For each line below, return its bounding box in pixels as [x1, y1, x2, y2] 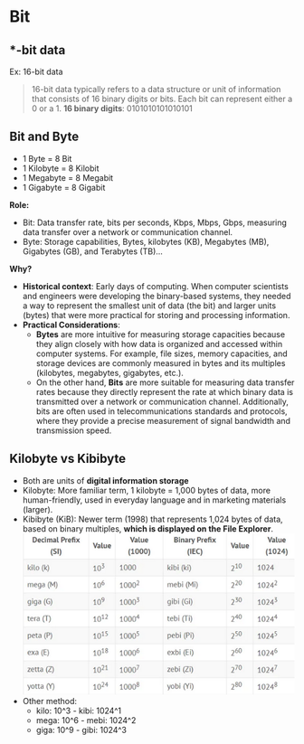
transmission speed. [35, 425, 112, 436]
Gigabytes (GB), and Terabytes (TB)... [22, 246, 163, 257]
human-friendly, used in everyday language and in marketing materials [22, 494, 287, 505]
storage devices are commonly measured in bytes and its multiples [35, 357, 286, 368]
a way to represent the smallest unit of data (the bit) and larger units [22, 300, 277, 311]
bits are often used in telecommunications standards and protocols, [35, 405, 288, 417]
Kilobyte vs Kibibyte [9, 451, 127, 466]
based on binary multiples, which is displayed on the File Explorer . [22, 523, 274, 534]
